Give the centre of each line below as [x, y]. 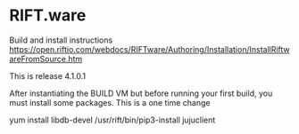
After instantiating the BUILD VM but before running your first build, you [141, 93]
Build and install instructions [61, 40]
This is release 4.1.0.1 [48, 75]
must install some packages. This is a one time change [110, 102]
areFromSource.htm [46, 59]
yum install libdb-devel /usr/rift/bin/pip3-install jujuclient [112, 120]
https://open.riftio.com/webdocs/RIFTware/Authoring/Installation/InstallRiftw [149, 49]
